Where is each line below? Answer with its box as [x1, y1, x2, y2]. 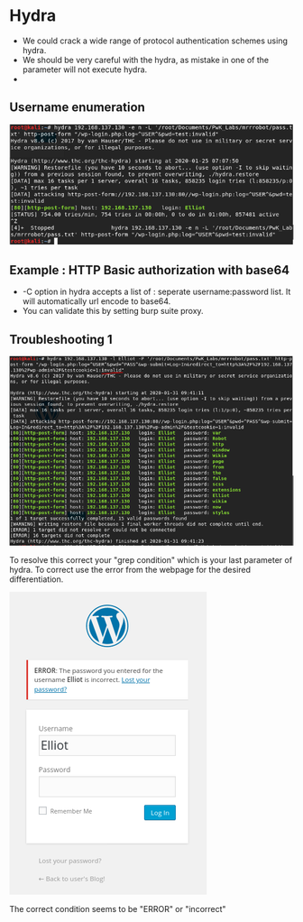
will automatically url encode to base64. [22, 296, 171, 307]
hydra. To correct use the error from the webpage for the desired [9, 565, 251, 575]
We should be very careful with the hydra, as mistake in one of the [22, 54, 269, 65]
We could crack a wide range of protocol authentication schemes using [22, 35, 289, 46]
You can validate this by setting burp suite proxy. [22, 306, 205, 317]
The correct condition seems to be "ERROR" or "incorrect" [9, 904, 227, 914]
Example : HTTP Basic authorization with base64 [9, 263, 290, 278]
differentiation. [9, 574, 64, 585]
